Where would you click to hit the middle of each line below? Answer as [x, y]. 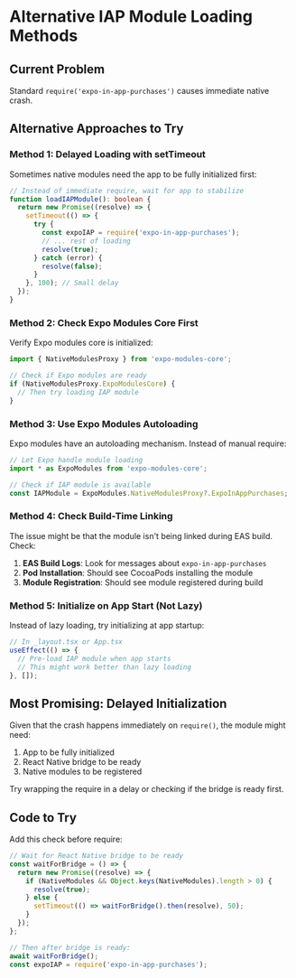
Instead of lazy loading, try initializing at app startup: [107, 625]
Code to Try [43, 818]
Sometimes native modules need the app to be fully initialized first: [133, 174]
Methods [44, 36]
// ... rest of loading [86, 241]
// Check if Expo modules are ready [78, 376]
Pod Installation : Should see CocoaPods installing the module [138, 573]
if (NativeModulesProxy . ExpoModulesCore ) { [92, 384]
